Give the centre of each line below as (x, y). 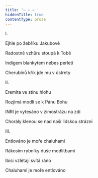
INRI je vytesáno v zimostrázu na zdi (43, 112)
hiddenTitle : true (24, 15)
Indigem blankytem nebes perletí (39, 63)
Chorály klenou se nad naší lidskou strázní (49, 122)
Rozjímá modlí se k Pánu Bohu (36, 102)
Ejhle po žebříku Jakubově (33, 43)
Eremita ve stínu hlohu (28, 92)
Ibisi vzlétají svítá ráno (28, 161)
